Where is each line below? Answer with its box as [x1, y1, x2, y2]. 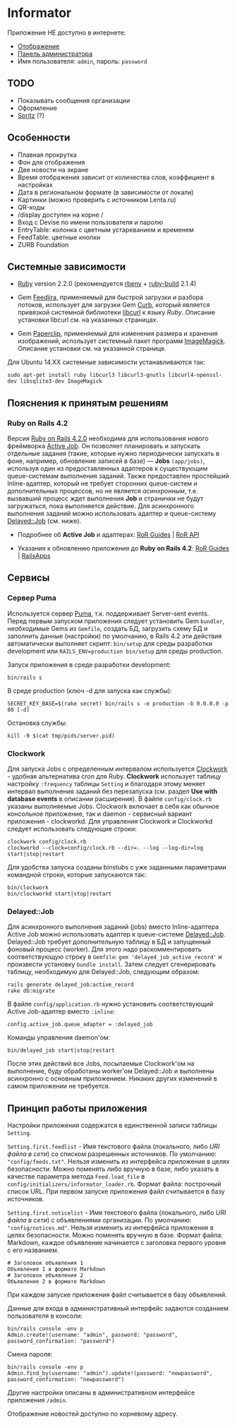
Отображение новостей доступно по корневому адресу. [7, 1409, 178, 1418]
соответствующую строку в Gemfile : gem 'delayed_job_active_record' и [7, 953, 222, 961]
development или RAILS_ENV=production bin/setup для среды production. [7, 647, 224, 655]
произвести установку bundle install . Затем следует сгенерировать [7, 960, 217, 968]
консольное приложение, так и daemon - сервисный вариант [7, 810, 193, 818]
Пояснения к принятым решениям [7, 397, 169, 409]
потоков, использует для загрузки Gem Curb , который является [17, 301, 210, 309]
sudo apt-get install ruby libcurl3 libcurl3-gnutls [7, 372, 166, 379]
